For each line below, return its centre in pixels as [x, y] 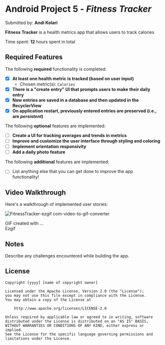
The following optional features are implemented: [55, 126]
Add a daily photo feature [39, 152]
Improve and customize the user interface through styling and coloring [86, 141]
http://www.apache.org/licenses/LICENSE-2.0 [60, 308]
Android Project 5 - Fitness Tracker [78, 9]
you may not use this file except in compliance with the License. [76, 295]
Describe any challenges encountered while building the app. [67, 256]
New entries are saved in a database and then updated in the [75, 100]
